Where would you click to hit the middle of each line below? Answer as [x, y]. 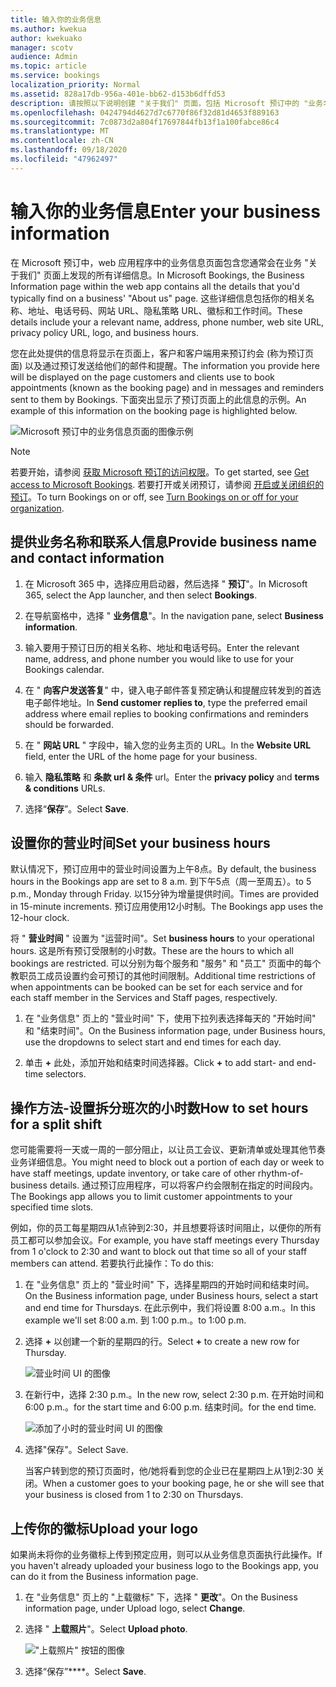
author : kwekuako [46, 38]
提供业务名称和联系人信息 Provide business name [163, 542]
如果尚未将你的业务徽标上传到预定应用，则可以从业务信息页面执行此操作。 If [166, 1554]
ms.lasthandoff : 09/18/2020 [69, 150]
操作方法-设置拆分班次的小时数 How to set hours [159, 1107]
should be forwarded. [69, 724]
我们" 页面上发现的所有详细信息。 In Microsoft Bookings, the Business [161, 275]
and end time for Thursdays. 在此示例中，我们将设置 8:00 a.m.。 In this [170, 1308]
